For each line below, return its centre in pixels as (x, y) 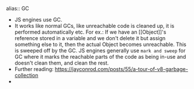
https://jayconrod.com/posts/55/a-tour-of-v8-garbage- (121, 69)
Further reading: (34, 69)
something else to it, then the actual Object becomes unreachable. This (101, 44)
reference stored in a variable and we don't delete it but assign (90, 38)
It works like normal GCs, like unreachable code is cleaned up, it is (94, 26)
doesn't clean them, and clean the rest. (62, 63)
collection (26, 75)
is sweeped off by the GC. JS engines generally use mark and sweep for (100, 51)
